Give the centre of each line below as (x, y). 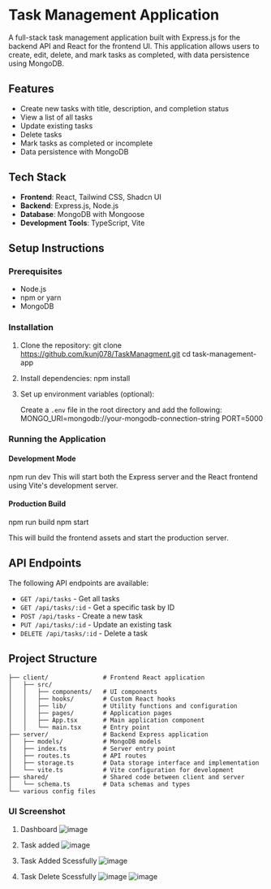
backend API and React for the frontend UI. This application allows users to (134, 46)
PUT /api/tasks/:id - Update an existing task (96, 624)
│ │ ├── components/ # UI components (83, 692)
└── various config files (52, 791)
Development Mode (42, 459)
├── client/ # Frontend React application (107, 677)
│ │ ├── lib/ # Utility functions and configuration (123, 706)
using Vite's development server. (63, 485)
